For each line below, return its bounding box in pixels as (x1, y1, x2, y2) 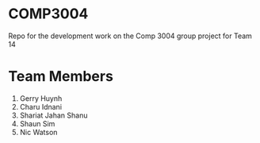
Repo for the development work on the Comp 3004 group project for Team (8, 31, 252, 41)
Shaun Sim (19, 118, 55, 128)
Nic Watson (19, 127, 58, 137)
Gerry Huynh (19, 93, 63, 103)
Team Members (8, 68, 113, 86)
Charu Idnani (19, 102, 62, 111)
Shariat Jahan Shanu (19, 110, 88, 120)
